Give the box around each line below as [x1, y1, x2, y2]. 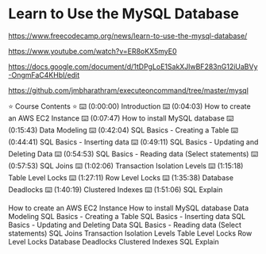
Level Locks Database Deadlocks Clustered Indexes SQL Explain [8, 237, 220, 246]
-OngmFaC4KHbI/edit [8, 70, 80, 79]
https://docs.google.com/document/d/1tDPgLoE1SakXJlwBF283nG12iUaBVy [8, 61, 258, 71]
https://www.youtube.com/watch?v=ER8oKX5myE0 [8, 46, 177, 56]
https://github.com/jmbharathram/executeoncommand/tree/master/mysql [8, 85, 249, 95]
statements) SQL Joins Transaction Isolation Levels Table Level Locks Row [8, 228, 253, 238]
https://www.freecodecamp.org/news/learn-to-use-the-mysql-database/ [8, 31, 248, 40]
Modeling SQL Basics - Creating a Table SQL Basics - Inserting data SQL [8, 211, 246, 221]
